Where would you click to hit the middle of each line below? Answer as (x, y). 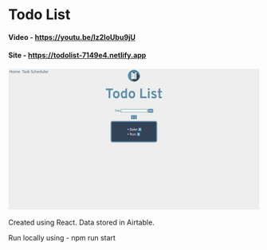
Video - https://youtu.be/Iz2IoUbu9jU (72, 37)
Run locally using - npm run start (62, 238)
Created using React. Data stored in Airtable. (82, 223)
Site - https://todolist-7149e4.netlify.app (77, 55)
